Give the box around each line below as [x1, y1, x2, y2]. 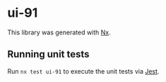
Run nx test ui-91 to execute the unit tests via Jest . [7, 67, 160, 75]
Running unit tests [7, 48, 90, 60]
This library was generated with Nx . [7, 28, 111, 36]
